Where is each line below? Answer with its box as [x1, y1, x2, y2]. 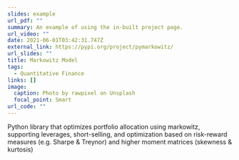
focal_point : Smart [14, 97, 72, 104]
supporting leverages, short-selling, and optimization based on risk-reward [7, 129, 228, 139]
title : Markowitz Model [7, 57, 78, 64]
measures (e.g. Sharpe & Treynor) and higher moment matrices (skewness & [7, 137, 233, 146]
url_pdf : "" [7, 17, 43, 24]
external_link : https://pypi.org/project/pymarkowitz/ [7, 43, 174, 50]
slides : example [7, 10, 56, 18]
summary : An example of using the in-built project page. [7, 23, 183, 31]
